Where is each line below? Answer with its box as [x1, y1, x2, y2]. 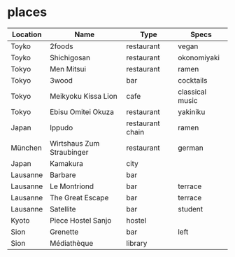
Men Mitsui [50, 64, 86, 74]
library [126, 238, 148, 248]
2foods [50, 41, 73, 51]
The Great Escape [50, 193, 109, 202]
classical [178, 87, 207, 97]
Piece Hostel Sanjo [50, 215, 112, 225]
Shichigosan [50, 53, 91, 62]
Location [11, 29, 42, 39]
